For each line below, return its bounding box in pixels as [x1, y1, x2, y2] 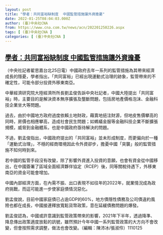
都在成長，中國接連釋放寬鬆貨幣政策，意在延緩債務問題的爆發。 [13, 202, 141, 208]
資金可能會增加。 [17, 169, 52, 175]
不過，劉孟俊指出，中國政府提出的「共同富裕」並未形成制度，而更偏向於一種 [5, 135, 158, 141]
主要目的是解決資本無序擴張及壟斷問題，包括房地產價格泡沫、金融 [21, 96, 154, 102]
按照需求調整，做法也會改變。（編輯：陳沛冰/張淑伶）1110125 [21, 225, 143, 231]
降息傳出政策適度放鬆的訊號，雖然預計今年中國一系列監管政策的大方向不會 [5, 218, 154, 224]
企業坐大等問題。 [9, 102, 44, 108]
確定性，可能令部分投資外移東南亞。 [5, 79, 78, 85]
